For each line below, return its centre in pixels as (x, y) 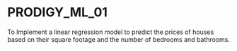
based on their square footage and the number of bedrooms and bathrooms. (119, 39)
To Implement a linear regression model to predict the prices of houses (111, 32)
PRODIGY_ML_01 (58, 12)
